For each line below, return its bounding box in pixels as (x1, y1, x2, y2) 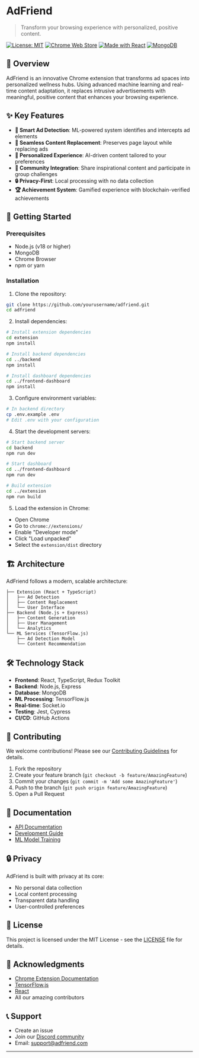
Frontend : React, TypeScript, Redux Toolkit (14, 677, 120, 684)
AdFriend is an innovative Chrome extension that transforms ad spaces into (6, 74, 190, 81)
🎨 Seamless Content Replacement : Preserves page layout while (14, 139, 172, 146)
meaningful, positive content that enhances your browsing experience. (6, 93, 179, 100)
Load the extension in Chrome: (14, 504, 90, 511)
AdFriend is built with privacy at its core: (6, 872, 105, 879)
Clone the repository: (14, 290, 67, 297)
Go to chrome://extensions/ (14, 522, 83, 529)
